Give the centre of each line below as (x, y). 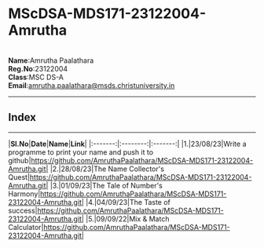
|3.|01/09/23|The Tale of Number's (106, 185)
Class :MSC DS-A (36, 77)
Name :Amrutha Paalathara (51, 60)
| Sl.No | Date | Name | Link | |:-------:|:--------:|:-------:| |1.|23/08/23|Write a (127, 144)
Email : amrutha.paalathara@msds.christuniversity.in (92, 85)
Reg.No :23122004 (38, 68)
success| (23, 210)
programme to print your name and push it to (81, 152)
